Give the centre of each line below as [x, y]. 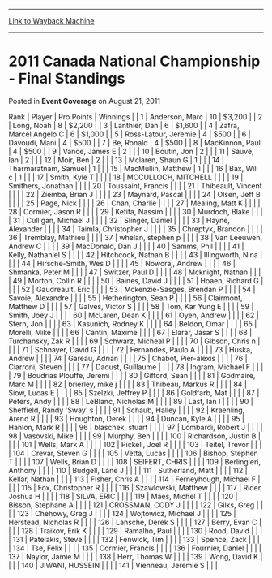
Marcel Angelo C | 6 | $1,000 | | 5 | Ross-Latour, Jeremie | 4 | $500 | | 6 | [130, 134]
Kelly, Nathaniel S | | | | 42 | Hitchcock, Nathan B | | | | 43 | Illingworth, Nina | [136, 254]
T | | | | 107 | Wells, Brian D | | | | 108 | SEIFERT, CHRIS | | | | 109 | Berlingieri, [135, 462]
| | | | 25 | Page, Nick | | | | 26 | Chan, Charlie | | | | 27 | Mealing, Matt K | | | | [134, 203]
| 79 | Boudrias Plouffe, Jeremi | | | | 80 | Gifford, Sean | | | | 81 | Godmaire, [132, 375]
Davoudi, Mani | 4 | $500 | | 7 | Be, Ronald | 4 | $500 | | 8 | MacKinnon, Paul [134, 142]
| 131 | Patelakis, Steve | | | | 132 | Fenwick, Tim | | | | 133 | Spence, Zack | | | [134, 539]
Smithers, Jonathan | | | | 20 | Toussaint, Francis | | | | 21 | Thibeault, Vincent [135, 185]
